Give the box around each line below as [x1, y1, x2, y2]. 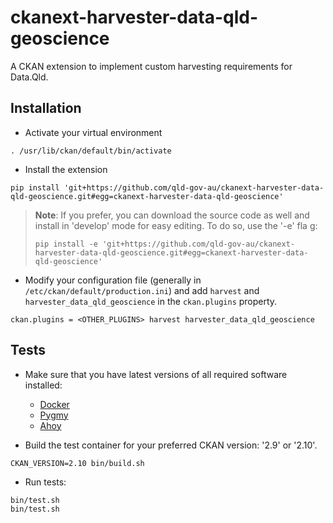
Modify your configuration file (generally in [24, 274, 202, 286]
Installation [10, 100, 82, 117]
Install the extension [24, 163, 108, 175]
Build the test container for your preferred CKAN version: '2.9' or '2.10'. [24, 439, 318, 451]
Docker [39, 398, 70, 410]
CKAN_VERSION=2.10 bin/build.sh [10, 458, 145, 468]
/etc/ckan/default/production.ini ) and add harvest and [24, 284, 260, 296]
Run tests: [24, 476, 67, 488]
